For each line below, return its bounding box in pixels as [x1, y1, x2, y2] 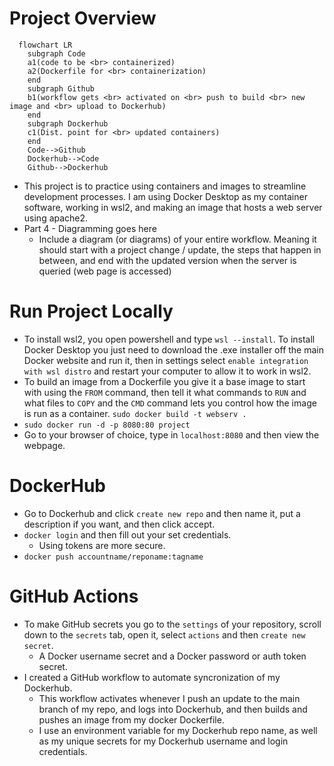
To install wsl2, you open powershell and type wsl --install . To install [23, 333, 316, 345]
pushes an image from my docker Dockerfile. [38, 713, 225, 726]
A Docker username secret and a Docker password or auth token [38, 650, 307, 662]
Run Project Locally [9, 300, 174, 323]
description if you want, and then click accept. [23, 518, 216, 530]
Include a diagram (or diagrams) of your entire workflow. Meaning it [38, 233, 317, 245]
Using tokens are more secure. [38, 539, 166, 551]
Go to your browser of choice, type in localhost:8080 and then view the [23, 428, 320, 441]
